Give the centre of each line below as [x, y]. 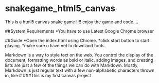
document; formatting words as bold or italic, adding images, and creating [79, 60]
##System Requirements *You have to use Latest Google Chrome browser [79, 31]
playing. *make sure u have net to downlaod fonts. [55, 45]
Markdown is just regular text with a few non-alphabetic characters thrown [80, 70]
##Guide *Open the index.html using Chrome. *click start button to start [77, 40]
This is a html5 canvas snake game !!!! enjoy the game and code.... [72, 22]
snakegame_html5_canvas [60, 8]
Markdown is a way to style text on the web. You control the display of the [79, 55]
